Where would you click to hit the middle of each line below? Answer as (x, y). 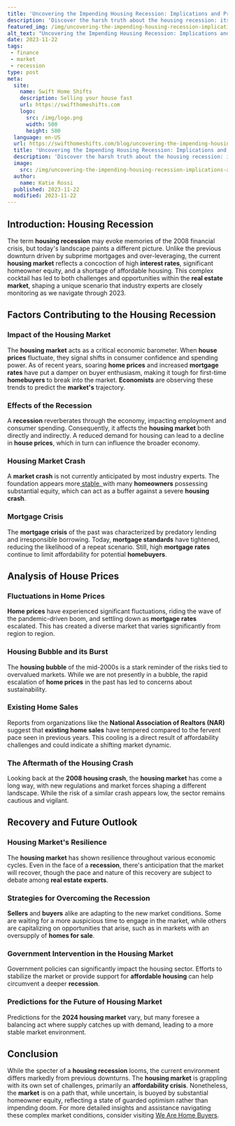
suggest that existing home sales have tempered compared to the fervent (114, 730)
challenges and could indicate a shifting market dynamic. (90, 745)
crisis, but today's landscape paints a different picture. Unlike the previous (114, 248)
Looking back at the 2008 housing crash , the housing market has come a (115, 778)
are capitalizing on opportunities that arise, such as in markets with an (108, 928)
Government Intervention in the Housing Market (90, 954)
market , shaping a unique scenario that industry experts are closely (105, 285)
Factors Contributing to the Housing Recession (112, 315)
